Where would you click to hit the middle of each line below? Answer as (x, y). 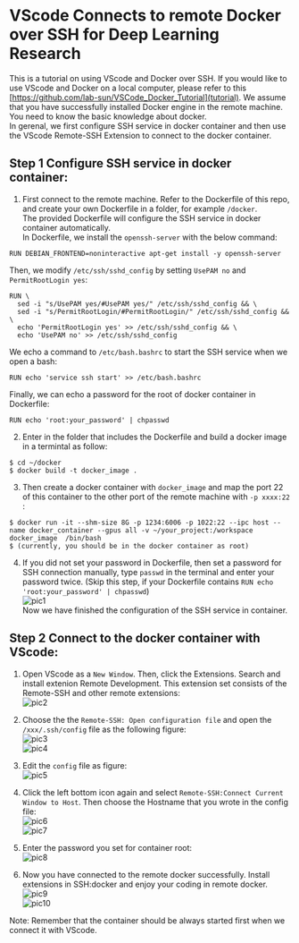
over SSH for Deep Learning (115, 34)
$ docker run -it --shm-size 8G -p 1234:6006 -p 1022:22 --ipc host (139, 522)
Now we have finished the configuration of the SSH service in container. (155, 610)
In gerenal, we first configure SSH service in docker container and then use (148, 125)
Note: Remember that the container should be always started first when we (147, 920)
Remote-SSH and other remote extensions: (101, 692)
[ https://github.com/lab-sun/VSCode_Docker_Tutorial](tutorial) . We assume (148, 97)
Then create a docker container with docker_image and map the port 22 (153, 487)
